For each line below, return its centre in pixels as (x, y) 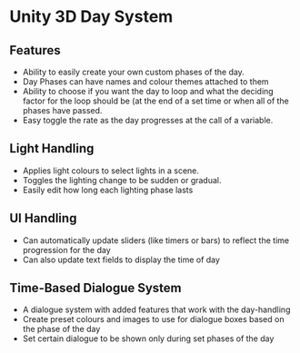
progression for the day (66, 250)
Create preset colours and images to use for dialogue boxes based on (153, 319)
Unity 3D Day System (91, 17)
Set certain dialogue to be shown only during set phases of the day (148, 338)
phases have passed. (62, 110)
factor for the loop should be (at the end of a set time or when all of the (155, 101)
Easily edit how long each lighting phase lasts (108, 190)
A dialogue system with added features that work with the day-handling (156, 309)
